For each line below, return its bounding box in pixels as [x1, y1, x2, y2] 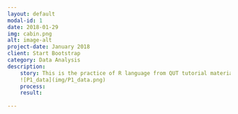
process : [20, 83, 46, 90]
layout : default [7, 10, 55, 18]
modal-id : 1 [7, 17, 42, 24]
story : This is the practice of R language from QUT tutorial [20, 69, 208, 76]
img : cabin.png [7, 30, 52, 38]
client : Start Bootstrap [7, 50, 81, 57]
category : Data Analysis [7, 57, 81, 64]
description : [7, 63, 46, 70]
